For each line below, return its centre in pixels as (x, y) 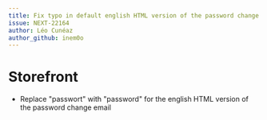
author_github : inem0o (46, 38)
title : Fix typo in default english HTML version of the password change (134, 15)
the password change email (66, 107)
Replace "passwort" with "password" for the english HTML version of (134, 99)
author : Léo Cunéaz (41, 30)
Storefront (43, 77)
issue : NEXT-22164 (39, 23)
